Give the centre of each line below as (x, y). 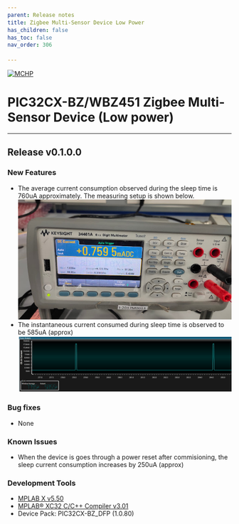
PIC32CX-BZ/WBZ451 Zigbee (96, 102)
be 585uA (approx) (45, 332)
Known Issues (32, 442)
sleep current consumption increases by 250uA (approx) (101, 465)
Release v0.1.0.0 (44, 153)
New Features (32, 173)
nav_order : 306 (30, 45)
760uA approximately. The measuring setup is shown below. (106, 196)
